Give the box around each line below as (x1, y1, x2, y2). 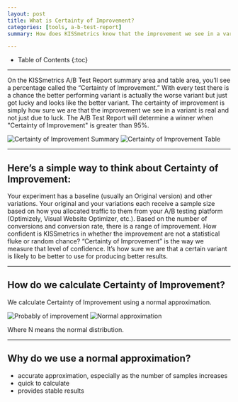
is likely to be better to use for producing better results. (7, 252, 169, 260)
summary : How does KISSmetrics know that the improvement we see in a (7, 30, 220, 38)
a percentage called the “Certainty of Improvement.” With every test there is (7, 84, 229, 92)
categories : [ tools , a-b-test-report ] (7, 23, 122, 30)
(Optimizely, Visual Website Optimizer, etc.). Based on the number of (7, 214, 208, 223)
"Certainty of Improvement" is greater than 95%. (7, 121, 150, 130)
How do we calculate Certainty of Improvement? (7, 279, 225, 291)
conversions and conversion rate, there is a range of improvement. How (7, 222, 217, 231)
